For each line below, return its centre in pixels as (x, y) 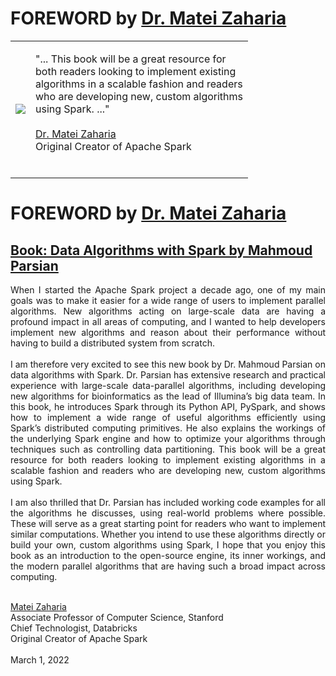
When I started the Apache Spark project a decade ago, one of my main (168, 289)
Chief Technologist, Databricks (74, 628)
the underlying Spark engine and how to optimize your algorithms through (168, 438)
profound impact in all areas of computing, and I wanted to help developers (168, 321)
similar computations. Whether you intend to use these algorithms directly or (168, 534)
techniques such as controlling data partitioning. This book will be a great (168, 449)
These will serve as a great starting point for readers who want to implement (168, 523)
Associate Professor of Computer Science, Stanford (117, 617)
